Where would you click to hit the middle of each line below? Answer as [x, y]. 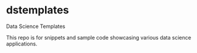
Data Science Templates [36, 26]
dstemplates [38, 10]
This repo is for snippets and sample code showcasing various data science [98, 37]
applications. [22, 44]
